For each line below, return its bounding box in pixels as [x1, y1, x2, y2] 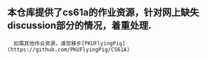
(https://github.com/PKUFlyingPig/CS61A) [7, 46, 131, 53]
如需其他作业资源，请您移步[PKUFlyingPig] [13, 40, 126, 47]
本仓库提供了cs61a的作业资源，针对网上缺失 [7, 6, 199, 19]
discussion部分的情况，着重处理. [7, 20, 152, 31]
